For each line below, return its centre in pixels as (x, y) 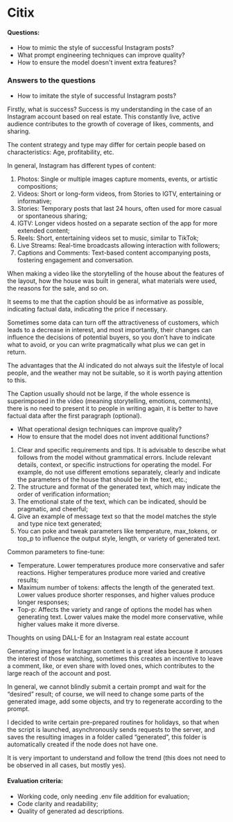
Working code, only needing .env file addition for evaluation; (103, 796)
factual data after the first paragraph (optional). (75, 416)
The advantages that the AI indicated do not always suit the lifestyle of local (115, 365)
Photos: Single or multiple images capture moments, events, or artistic (118, 179)
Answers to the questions (51, 80)
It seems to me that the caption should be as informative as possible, (105, 301)
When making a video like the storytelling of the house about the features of (116, 273)
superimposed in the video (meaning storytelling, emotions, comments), (110, 401)
